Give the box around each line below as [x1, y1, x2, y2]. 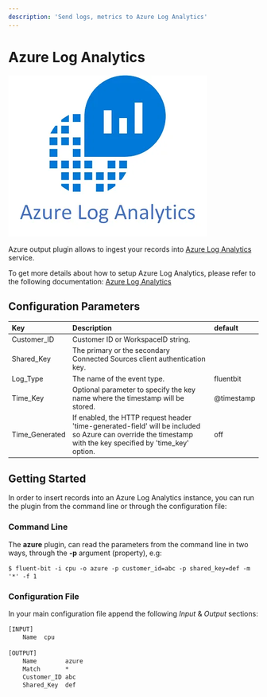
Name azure [22, 657, 83, 665]
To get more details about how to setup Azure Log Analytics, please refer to [8, 268, 256, 278]
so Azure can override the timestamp [72, 430, 193, 440]
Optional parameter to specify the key [72, 385, 196, 394]
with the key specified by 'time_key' [72, 438, 189, 448]
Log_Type [11, 374, 44, 383]
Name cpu [22, 633, 56, 641]
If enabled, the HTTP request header [72, 413, 192, 422]
